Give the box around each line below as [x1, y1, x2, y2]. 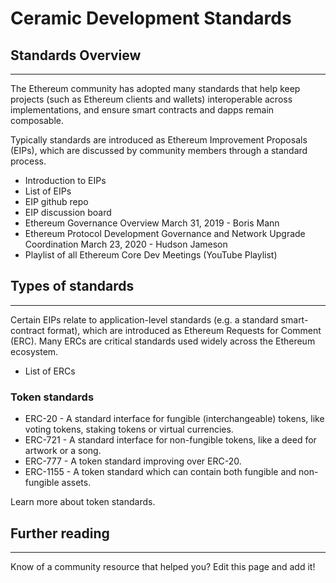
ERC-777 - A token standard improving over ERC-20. [24, 455, 242, 467]
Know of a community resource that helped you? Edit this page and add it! [10, 560, 316, 572]
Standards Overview [10, 47, 142, 64]
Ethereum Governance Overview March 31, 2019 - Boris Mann [24, 217, 280, 229]
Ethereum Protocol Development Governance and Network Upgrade [24, 228, 306, 239]
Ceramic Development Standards [10, 7, 292, 30]
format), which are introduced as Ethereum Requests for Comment [46, 324, 322, 336]
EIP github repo [24, 196, 89, 207]
